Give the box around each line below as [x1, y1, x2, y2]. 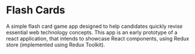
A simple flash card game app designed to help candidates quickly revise [6, 23, 183, 30]
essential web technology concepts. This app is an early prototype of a [6, 28, 177, 35]
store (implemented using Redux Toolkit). [6, 41, 105, 48]
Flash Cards [6, 3, 66, 17]
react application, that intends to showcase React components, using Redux [6, 35, 189, 42]
